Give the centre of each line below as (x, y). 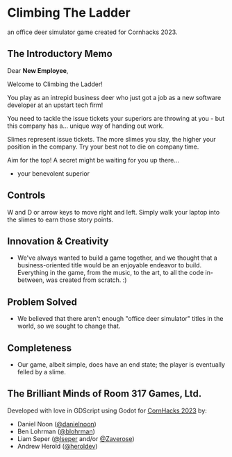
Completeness (40, 348)
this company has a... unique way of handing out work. (86, 126)
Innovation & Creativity (58, 241)
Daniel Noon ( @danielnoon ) (57, 424)
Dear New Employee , (38, 70)
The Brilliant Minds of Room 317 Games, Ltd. (105, 394)
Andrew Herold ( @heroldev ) (57, 446)
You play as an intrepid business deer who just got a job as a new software (114, 97)
